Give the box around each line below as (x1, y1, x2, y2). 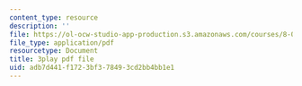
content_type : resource (9, 13, 99, 22)
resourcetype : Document (9, 47, 99, 56)
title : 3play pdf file (9, 55, 94, 64)
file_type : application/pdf (9, 38, 115, 47)
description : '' (9, 21, 70, 30)
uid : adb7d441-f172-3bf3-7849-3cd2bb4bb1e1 (9, 64, 175, 73)
